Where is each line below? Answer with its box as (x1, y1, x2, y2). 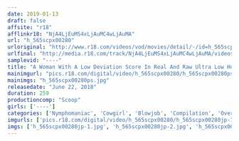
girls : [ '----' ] (7, 103, 55, 110)
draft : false (7, 17, 46, 24)
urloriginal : (7, 43, 46, 51)
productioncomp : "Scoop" (7, 97, 81, 104)
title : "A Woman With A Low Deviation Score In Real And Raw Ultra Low (7, 63, 224, 70)
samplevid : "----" (7, 57, 62, 64)
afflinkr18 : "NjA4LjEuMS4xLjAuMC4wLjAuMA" (7, 30, 135, 38)
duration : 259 (7, 90, 50, 97)
